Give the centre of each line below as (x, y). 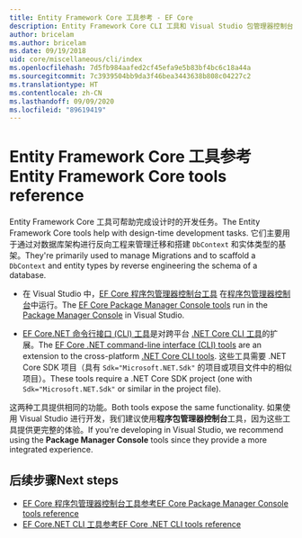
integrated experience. (51, 450)
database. (28, 275)
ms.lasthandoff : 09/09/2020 (62, 101)
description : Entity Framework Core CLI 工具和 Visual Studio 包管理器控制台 (151, 26)
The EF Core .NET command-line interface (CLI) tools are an (150, 345)
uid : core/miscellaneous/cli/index (76, 59)
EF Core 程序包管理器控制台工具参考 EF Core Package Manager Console (155, 503)
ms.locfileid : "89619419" (58, 110)
